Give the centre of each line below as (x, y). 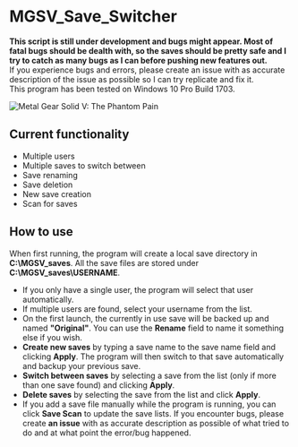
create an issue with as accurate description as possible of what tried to (155, 423)
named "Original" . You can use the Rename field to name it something (153, 328)
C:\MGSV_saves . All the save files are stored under (104, 262)
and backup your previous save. (81, 365)
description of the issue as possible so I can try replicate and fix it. (132, 79)
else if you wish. (52, 337)
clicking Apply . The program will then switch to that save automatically (153, 357)
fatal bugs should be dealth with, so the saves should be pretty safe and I (148, 50)
